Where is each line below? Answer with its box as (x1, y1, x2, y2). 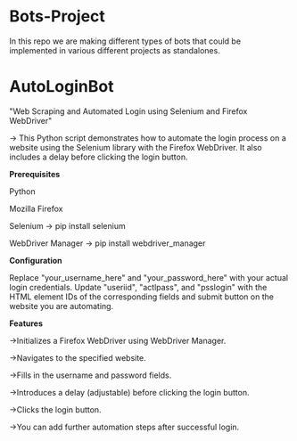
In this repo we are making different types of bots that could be (9, 36, 242, 46)
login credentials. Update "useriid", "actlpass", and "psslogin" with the (9, 282, 268, 292)
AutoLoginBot (9, 77, 114, 97)
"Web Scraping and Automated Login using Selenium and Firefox (9, 105, 248, 117)
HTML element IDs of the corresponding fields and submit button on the (9, 291, 275, 302)
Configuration (9, 255, 62, 265)
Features (9, 318, 43, 329)
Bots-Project (9, 6, 105, 27)
